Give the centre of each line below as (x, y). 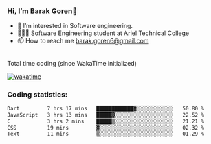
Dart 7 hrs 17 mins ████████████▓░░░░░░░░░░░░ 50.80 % (106, 108)
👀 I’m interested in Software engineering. (75, 26)
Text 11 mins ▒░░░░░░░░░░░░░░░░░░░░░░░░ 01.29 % (106, 134)
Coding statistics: (37, 94)
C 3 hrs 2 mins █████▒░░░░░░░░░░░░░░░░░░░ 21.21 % (106, 121)
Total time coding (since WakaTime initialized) (72, 63)
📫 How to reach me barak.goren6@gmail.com (83, 41)
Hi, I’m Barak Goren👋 (42, 11)
